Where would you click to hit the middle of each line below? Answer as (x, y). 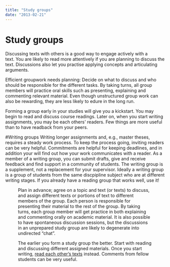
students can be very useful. (48, 259)
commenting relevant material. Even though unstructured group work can (82, 96)
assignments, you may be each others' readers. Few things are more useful (84, 122)
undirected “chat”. (37, 233)
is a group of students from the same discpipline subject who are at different (85, 175)
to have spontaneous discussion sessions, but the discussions (83, 223)
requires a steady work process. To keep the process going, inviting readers (85, 143)
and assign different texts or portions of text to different (76, 195)
